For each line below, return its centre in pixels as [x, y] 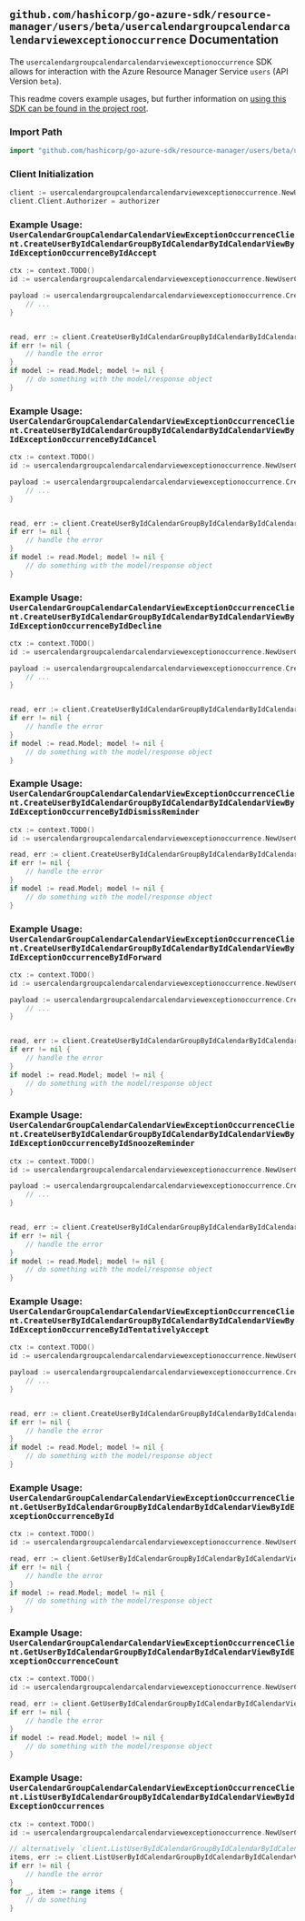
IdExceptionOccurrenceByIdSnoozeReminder [102, 1143]
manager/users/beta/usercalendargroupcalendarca [150, 27]
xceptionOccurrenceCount [64, 1661]
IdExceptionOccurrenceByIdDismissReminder [104, 812]
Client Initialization [52, 174]
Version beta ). [35, 81]
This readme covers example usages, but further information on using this [148, 98]
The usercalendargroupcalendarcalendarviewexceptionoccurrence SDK [141, 61]
